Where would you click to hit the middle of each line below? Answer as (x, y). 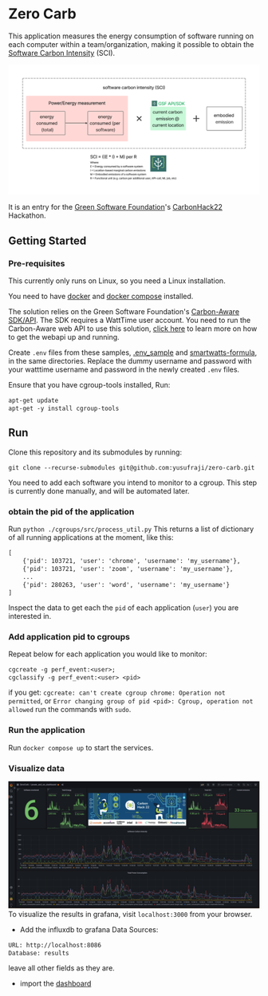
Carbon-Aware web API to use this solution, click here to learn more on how (133, 329)
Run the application (47, 730)
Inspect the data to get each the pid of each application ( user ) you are (124, 608)
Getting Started (47, 240)
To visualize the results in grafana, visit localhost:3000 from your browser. (130, 914)
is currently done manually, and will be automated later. (99, 490)
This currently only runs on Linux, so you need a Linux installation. (117, 281)
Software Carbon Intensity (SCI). (62, 53)
